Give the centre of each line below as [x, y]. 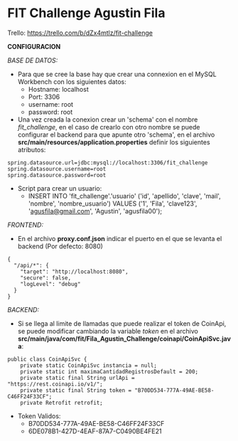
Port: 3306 [44, 97]
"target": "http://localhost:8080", [75, 272]
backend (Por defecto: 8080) [60, 246]
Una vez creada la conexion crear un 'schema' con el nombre [108, 119]
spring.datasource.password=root [57, 175]
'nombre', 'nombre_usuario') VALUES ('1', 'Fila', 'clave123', [113, 203]
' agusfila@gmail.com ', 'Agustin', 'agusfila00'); [95, 211]
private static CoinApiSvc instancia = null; [89, 365]
